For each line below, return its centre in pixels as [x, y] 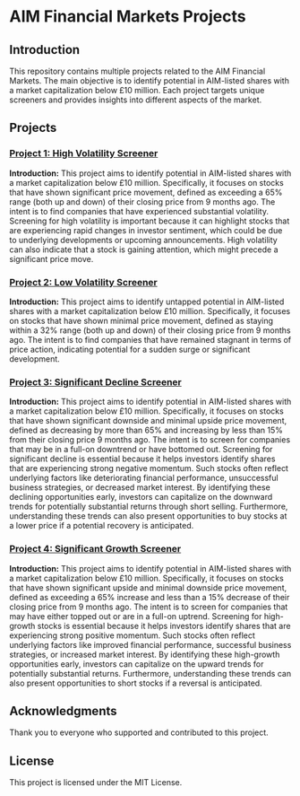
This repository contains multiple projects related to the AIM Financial [137, 71]
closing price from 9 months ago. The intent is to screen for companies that [149, 607]
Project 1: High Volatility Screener [84, 153]
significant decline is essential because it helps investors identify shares [142, 459]
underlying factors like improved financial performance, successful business [150, 644]
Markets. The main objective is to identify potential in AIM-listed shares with [149, 81]
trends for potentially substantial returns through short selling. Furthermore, [149, 507]
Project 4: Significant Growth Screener [95, 549]
